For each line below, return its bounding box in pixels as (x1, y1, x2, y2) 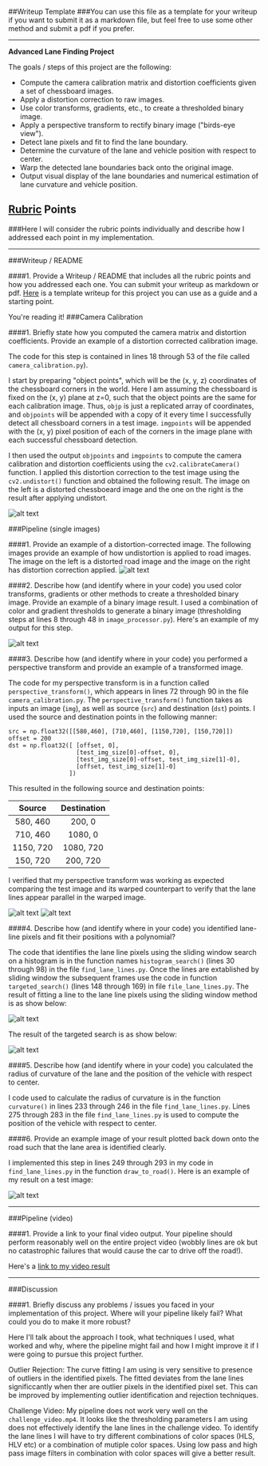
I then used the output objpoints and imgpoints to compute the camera (8, 450, 242, 460)
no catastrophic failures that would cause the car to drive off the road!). (8, 1245, 243, 1255)
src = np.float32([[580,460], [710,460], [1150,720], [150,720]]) (8, 727, 234, 735)
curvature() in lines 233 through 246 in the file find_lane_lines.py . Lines (8, 1101, 250, 1111)
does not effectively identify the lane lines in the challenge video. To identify (8, 1423, 259, 1432)
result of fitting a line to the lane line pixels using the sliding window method (8, 989, 258, 999)
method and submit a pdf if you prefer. (8, 24, 136, 33)
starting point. (8, 296, 54, 306)
